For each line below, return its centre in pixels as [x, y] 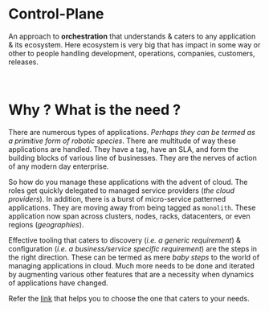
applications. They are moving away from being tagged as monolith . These [132, 207]
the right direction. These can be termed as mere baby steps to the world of [134, 257]
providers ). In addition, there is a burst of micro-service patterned [117, 198]
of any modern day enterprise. [59, 166]
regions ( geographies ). [46, 224]
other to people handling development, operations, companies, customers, [132, 53]
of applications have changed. [58, 283]
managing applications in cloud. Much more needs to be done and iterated [132, 265]
